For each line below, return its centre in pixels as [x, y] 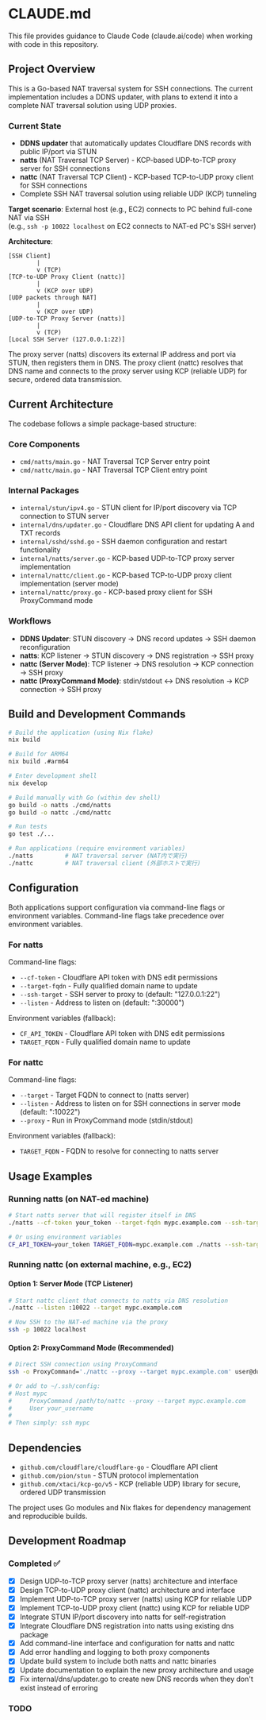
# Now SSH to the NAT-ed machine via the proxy [88, 1322]
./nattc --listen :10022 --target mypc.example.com [95, 1308]
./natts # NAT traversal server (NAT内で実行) [98, 856]
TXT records [40, 533]
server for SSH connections [65, 168]
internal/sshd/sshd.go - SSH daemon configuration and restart [123, 542]
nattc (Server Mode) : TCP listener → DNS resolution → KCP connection [137, 663]
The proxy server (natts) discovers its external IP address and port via [122, 354]
